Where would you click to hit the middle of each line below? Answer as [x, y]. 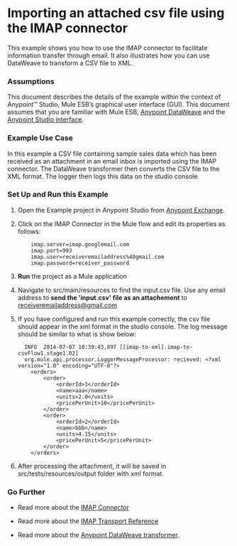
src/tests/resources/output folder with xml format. [91, 473]
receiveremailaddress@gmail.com [67, 305]
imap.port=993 [51, 250]
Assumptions [31, 81]
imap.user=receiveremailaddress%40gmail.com [98, 257]
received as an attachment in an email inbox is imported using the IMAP [112, 161]
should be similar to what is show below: [77, 334]
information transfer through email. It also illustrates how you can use [109, 55]
